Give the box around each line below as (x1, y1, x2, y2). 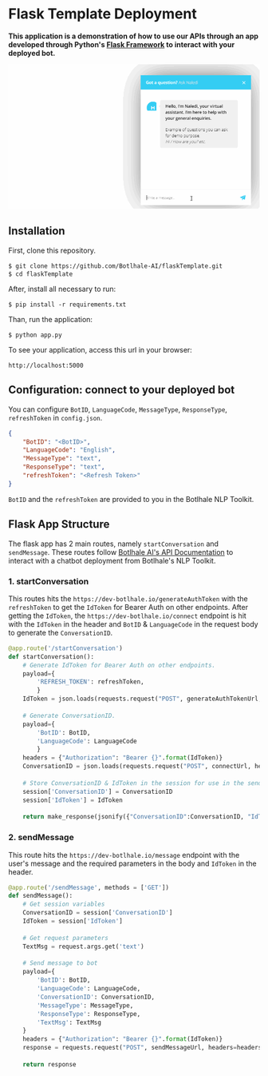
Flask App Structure (8, 517, 110, 532)
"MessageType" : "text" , (22, 455, 102, 463)
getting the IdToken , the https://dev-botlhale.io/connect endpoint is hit (8, 611, 247, 620)
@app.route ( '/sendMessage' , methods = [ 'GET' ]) (8, 883, 170, 891)
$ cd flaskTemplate (8, 269, 73, 278)
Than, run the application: (8, 314, 93, 324)
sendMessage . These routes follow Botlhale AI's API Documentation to (8, 547, 234, 556)
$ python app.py (8, 331, 62, 339)
